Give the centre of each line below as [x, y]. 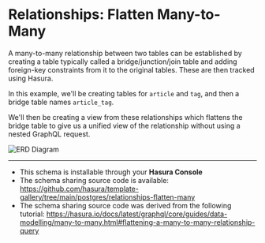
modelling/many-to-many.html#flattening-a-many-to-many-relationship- [137, 222]
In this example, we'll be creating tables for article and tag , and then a [124, 93]
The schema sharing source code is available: [94, 180]
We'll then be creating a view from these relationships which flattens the [125, 117]
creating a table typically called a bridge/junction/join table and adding [123, 62]
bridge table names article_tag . [61, 102]
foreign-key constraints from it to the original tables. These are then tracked [131, 69]
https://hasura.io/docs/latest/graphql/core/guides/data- [137, 214]
